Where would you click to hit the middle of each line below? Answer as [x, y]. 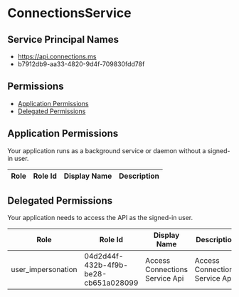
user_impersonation [44, 270]
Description [139, 176]
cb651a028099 [111, 283]
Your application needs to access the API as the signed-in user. [100, 218]
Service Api [165, 278]
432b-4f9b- [106, 265]
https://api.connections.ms [57, 56]
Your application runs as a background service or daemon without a [107, 150]
